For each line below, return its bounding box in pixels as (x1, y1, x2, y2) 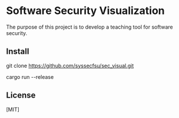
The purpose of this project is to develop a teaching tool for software (6, 23, 173, 30)
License (6, 91, 36, 100)
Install (6, 47, 29, 57)
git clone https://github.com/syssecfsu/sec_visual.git (6, 62, 134, 69)
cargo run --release (6, 73, 54, 80)
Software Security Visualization (6, 4, 165, 18)
